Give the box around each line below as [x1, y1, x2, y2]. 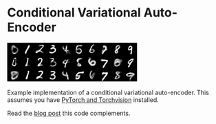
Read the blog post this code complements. [7, 109, 131, 117]
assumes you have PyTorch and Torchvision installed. [7, 95, 160, 104]
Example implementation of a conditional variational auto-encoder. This [7, 88, 210, 96]
